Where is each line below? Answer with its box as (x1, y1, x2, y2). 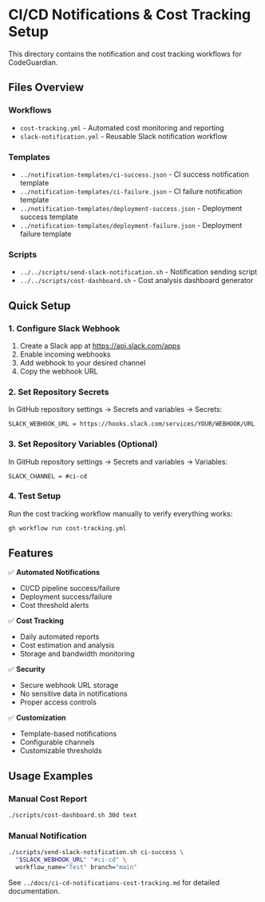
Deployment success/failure (19, 592, 113, 601)
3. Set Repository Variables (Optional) (8, 438, 158, 449)
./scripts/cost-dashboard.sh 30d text (8, 812, 137, 820)
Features (8, 546, 53, 561)
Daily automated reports (19, 632, 100, 641)
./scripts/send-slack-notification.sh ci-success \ (8, 848, 184, 856)
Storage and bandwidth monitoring (19, 649, 135, 659)
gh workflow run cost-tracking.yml (8, 524, 127, 533)
